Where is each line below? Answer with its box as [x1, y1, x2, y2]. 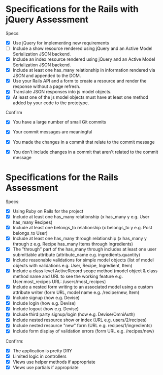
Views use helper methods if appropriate [12, 359, 96, 365]
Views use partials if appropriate [12, 364, 79, 370]
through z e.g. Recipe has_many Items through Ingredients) [12, 241, 133, 247]
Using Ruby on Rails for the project [12, 208, 84, 214]
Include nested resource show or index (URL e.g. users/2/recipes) [12, 317, 147, 323]
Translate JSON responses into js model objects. [12, 89, 112, 95]
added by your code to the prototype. [12, 100, 89, 106]
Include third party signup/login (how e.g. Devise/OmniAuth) [12, 311, 135, 317]
